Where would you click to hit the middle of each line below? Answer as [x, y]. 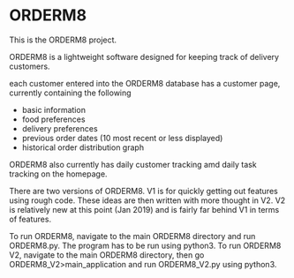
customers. [30, 66]
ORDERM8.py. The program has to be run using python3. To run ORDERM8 [145, 245]
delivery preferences [60, 128]
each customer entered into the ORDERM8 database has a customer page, [145, 83]
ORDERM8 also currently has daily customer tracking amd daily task [133, 164]
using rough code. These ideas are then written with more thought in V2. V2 [147, 200]
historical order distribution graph [83, 147]
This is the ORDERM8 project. [63, 40]
